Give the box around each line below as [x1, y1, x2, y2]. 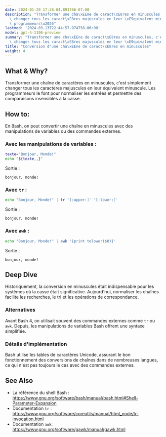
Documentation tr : [12, 405, 52, 411]
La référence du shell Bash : [12, 390, 70, 396]
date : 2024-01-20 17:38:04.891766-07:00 [5, 7, 90, 12]
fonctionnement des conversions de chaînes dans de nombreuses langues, [5, 357, 158, 363]
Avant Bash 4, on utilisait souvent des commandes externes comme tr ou [5, 318, 155, 323]
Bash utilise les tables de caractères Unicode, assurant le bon [5, 352, 131, 358]
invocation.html [12, 416, 44, 422]
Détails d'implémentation [5, 340, 67, 347]
